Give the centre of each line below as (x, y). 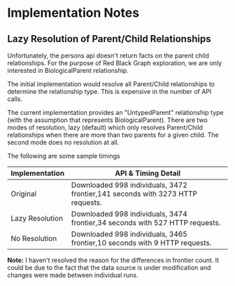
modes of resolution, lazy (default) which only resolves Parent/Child (105, 127)
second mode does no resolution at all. (63, 142)
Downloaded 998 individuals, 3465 (129, 234)
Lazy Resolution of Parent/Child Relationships (109, 39)
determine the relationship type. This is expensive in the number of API (109, 91)
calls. (15, 99)
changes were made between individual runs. (73, 275)
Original (24, 194)
